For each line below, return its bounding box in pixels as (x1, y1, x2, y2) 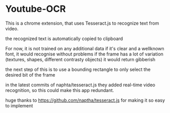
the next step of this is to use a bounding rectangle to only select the (5, 66, 150, 72)
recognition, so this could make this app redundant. (5, 87, 115, 93)
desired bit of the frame (5, 71, 55, 78)
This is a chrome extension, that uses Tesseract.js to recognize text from (5, 20, 159, 26)
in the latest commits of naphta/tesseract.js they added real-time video (5, 82, 156, 88)
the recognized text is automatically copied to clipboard (5, 35, 123, 42)
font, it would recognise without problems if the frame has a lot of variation (5, 51, 163, 57)
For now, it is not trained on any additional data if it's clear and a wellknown (5, 45, 164, 51)
